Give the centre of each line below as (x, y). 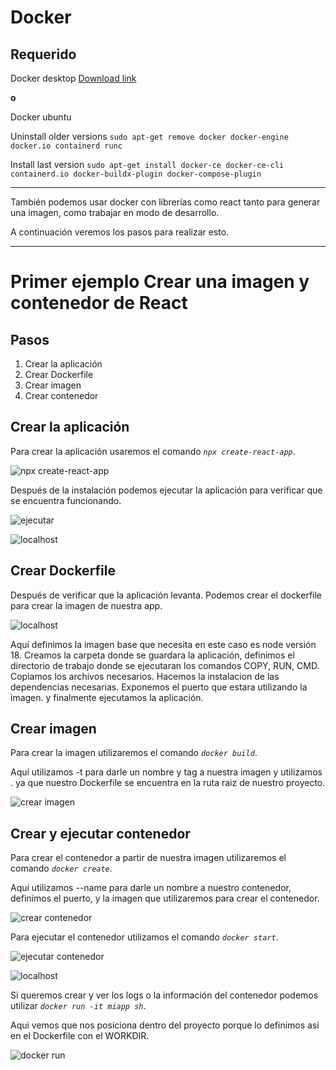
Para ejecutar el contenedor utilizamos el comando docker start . (144, 937)
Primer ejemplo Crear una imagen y (160, 282)
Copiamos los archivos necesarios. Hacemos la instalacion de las (145, 676)
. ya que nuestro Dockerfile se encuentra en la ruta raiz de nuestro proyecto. (168, 783)
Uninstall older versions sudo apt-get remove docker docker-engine (149, 136)
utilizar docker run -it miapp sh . (78, 1006)
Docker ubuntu (41, 117)
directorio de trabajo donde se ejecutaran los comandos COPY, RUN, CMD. (165, 665)
